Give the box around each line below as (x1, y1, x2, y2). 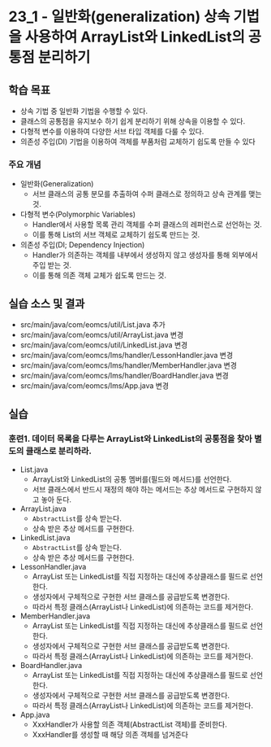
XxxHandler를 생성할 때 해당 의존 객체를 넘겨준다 (32, 729, 189, 739)
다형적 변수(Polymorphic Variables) (19, 209, 136, 220)
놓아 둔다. (41, 494, 71, 505)
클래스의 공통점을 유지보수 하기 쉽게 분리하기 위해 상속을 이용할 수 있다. (19, 116, 246, 126)
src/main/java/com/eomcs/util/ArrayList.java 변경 (19, 330, 184, 340)
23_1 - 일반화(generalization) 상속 (8, 7, 230, 26)
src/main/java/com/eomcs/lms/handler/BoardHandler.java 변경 (19, 371, 229, 381)
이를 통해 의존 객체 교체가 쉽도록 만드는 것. (32, 270, 167, 281)
